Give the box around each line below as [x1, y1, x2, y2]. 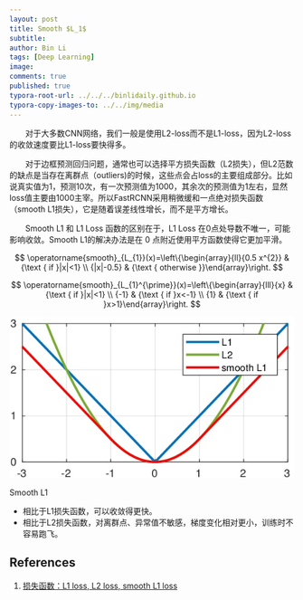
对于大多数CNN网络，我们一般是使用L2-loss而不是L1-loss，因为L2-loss [24, 128, 292, 138]
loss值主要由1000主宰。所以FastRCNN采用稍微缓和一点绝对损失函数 [9, 192, 264, 203]
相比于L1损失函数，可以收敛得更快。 [22, 505, 157, 516]
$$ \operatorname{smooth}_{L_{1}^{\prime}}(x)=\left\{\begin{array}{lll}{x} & [10, 279, 294, 290]
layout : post [9, 14, 59, 24]
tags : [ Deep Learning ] [9, 52, 95, 62]
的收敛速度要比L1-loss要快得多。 [9, 138, 131, 149]
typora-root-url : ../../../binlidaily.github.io [9, 90, 196, 100]
